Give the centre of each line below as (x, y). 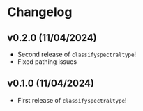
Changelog (40, 12)
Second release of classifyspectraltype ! (77, 54)
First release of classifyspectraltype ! (72, 100)
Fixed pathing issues (47, 62)
